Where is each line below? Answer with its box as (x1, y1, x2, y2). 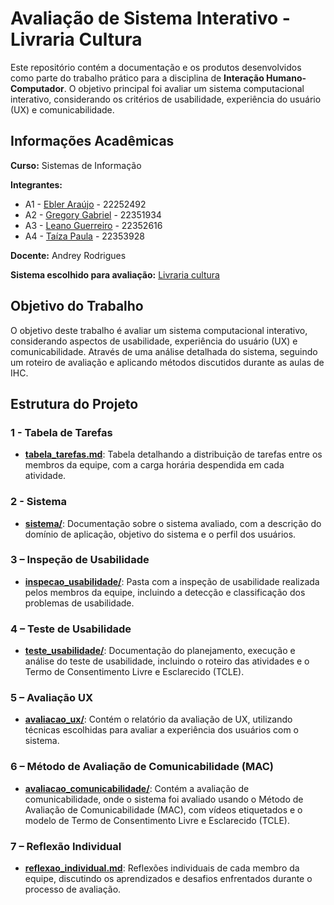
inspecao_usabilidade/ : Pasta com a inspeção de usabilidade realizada (24, 575, 320, 587)
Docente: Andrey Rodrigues (10, 249, 127, 261)
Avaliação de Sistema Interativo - (10, 7, 291, 30)
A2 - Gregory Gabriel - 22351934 (24, 208, 162, 221)
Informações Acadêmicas (10, 133, 175, 150)
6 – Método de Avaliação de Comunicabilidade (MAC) (10, 760, 274, 774)
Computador (10, 82, 65, 94)
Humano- (266, 72, 307, 84)
